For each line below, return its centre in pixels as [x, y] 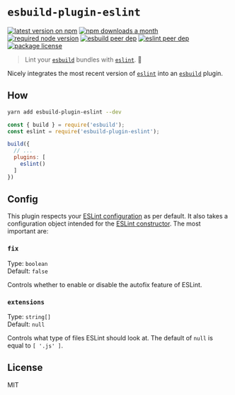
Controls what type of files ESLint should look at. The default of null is [110, 338]
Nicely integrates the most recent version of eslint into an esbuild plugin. [115, 73]
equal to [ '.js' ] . [35, 345]
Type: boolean [28, 263]
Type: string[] [29, 317]
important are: [28, 231]
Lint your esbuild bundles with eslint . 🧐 [83, 60]
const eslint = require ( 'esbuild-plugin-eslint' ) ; [84, 131]
